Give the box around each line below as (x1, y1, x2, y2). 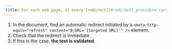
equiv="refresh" (12, 28, 48, 33)
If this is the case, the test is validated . (12, 38, 96, 44)
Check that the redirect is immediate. (12, 32, 91, 38)
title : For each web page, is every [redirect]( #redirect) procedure (5, 7, 157, 13)
